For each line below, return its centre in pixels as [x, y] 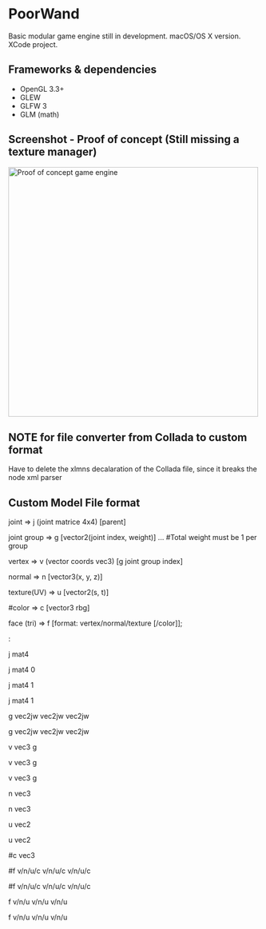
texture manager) [53, 152]
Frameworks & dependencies [83, 70]
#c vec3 [22, 856]
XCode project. [33, 44]
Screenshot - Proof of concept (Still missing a [124, 139]
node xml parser [35, 478]
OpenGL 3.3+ [42, 89]
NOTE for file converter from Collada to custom [128, 437]
